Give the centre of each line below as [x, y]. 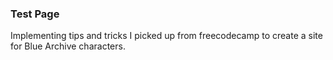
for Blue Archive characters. [68, 46]
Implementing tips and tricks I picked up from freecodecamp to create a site [166, 36]
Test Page [35, 14]
